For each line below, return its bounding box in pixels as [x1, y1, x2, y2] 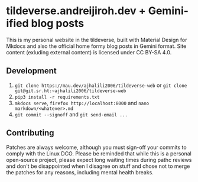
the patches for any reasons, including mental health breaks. [6, 168, 154, 175]
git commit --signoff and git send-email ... [14, 110, 128, 118]
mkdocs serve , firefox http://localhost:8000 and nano [14, 99, 150, 106]
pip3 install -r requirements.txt [14, 94, 100, 100]
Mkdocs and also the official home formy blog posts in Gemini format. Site [6, 43, 187, 50]
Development [6, 66, 57, 76]
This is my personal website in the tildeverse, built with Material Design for [6, 36, 187, 43]
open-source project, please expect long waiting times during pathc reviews [6, 156, 192, 163]
